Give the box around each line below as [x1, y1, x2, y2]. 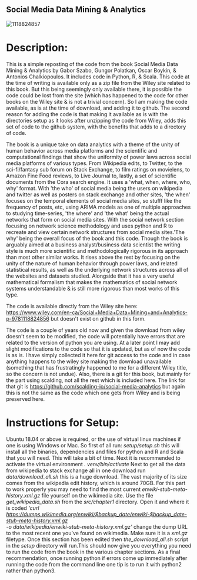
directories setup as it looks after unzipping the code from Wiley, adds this [6, 117, 186, 124]
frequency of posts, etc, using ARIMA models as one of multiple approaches [6, 203, 191, 210]
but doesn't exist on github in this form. [51, 315, 146, 322]
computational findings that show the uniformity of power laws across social [6, 153, 191, 160]
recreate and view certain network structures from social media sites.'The [6, 228, 185, 235]
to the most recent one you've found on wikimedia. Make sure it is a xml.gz [6, 529, 188, 536]
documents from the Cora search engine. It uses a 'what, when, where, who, [6, 178, 192, 185]
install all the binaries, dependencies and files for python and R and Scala [6, 448, 184, 455]
